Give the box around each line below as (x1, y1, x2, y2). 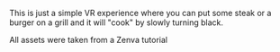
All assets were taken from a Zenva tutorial (9, 35, 168, 45)
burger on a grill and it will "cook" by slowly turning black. (9, 17, 223, 28)
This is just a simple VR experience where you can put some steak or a (9, 8, 272, 18)
